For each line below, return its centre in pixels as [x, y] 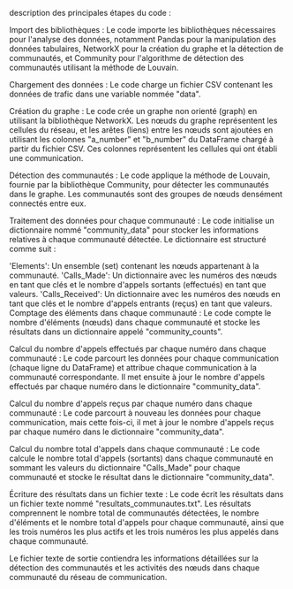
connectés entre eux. [48, 203]
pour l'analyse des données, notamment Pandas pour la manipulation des [143, 39]
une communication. [46, 158]
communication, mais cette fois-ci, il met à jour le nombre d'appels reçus [142, 422]
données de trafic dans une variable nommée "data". [105, 94]
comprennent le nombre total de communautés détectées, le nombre [134, 513]
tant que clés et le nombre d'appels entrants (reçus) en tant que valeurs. [141, 303]
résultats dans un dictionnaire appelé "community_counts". [116, 332]
